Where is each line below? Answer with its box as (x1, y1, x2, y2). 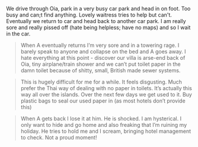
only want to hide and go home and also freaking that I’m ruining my (20, 122, 187, 128)
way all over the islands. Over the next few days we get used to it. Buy (20, 91, 193, 98)
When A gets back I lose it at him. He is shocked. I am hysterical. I (20, 115, 182, 122)
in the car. (6, 30, 31, 37)
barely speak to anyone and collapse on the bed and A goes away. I (20, 48, 186, 55)
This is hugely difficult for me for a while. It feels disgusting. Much (20, 78, 183, 85)
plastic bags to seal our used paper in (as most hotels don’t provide (20, 97, 186, 104)
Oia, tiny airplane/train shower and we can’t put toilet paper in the (20, 60, 181, 68)
